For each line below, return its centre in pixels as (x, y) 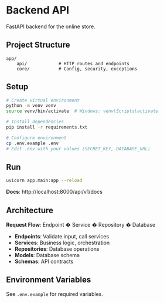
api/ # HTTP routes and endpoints (73, 63)
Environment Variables (49, 280)
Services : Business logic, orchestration (62, 243)
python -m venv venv (31, 106)
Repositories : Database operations (57, 249)
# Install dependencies (35, 122)
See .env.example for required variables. (55, 294)
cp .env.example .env (33, 143)
